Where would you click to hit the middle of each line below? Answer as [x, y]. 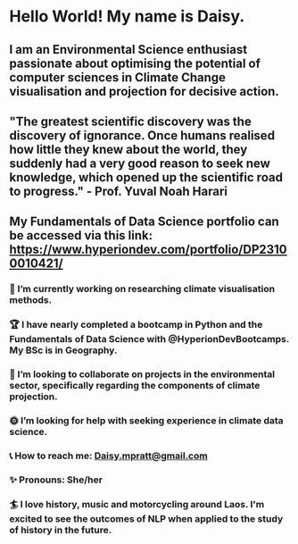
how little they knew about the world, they [128, 149]
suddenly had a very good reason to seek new [140, 163]
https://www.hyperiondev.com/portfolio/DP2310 [148, 250]
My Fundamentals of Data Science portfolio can [144, 222]
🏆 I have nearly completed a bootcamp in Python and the [136, 325]
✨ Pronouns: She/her [56, 480]
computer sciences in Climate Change [117, 77]
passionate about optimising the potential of [135, 63]
